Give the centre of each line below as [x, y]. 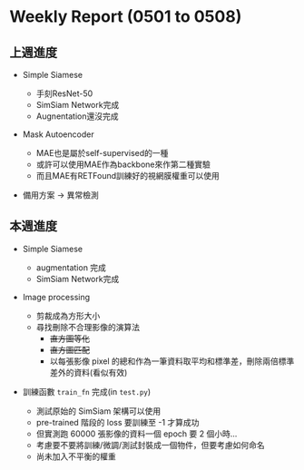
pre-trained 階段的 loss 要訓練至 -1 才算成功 [118, 422]
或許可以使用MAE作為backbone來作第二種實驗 [123, 164]
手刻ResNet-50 [64, 93]
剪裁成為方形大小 [68, 316]
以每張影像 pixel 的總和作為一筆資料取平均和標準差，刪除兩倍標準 [172, 361]
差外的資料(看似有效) [88, 372]
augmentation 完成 [71, 267]
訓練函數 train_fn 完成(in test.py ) [87, 391]
